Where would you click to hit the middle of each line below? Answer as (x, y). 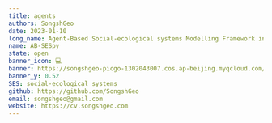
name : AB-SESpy (34, 46)
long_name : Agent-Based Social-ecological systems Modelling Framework (132, 38)
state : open (28, 53)
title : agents (32, 16)
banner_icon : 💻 (35, 61)
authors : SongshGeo (41, 23)
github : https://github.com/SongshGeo (74, 91)
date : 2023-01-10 (38, 31)
